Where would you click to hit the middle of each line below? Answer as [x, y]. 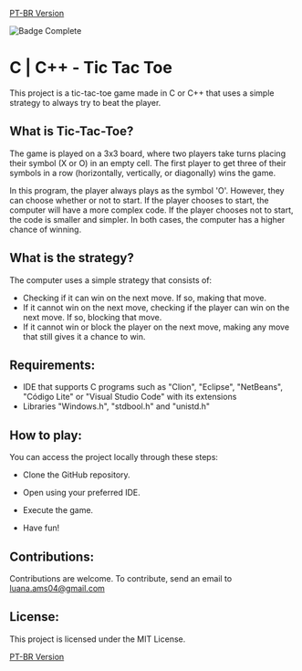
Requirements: [52, 365]
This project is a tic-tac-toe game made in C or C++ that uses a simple [142, 93]
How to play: [46, 435]
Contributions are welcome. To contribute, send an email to [121, 578]
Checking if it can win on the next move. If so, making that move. [145, 298]
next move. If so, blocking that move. [92, 317]
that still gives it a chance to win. [84, 336]
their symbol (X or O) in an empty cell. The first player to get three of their [148, 163]
